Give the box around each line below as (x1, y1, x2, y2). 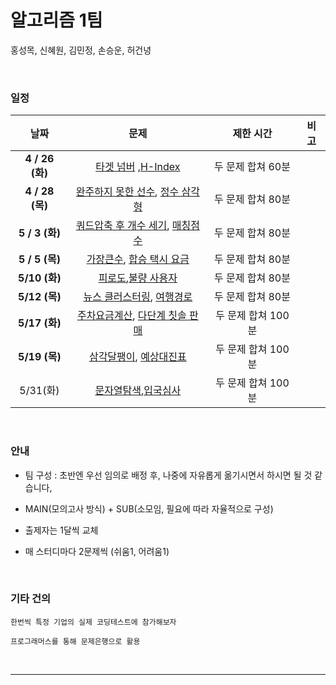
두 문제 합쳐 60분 (213, 160, 291, 174)
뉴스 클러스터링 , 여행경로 (83, 290, 193, 304)
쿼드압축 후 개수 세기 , (75, 219, 170, 233)
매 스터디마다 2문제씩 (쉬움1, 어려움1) (24, 545, 170, 557)
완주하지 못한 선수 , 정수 (75, 185, 180, 199)
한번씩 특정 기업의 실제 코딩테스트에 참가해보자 (10, 617, 177, 627)
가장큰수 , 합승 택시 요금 (86, 252, 190, 266)
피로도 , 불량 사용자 (98, 271, 178, 285)
